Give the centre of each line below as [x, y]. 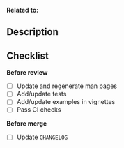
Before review [27, 73]
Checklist [28, 55]
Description [32, 32]
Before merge [27, 124]
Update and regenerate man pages [67, 86]
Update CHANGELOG [42, 137]
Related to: [23, 10]
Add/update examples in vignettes [66, 102]
